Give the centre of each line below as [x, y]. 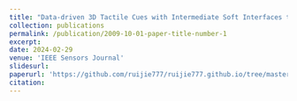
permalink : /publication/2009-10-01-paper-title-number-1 [118, 33]
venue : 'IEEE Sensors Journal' [67, 58]
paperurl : [27, 75]
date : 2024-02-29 [41, 50]
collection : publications [57, 25]
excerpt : [25, 42]
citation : [27, 83]
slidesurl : [29, 67]
